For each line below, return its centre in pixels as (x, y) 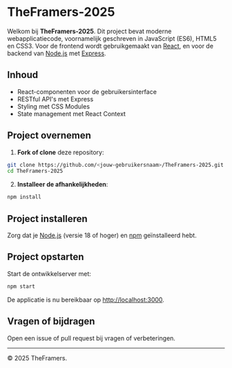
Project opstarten (46, 257)
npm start (21, 286)
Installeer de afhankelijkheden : (62, 185)
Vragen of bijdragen (51, 321)
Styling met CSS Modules (54, 106)
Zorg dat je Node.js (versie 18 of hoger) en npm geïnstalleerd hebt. (102, 235)
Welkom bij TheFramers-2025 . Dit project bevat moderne (89, 31)
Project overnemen (49, 136)
